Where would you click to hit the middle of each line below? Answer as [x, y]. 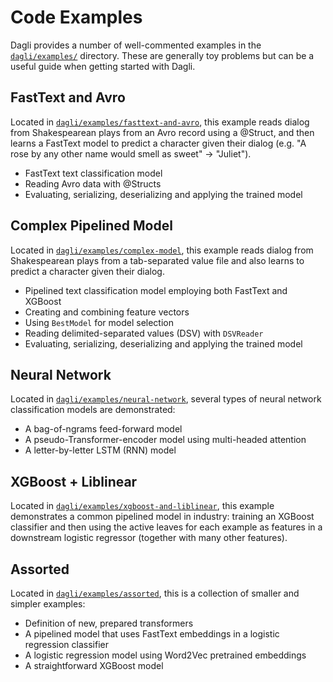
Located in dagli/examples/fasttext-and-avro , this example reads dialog [160, 122]
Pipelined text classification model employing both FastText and [156, 290]
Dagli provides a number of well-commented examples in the [136, 45]
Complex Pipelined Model [91, 226]
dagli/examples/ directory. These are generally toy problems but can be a [162, 55]
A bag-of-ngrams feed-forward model [103, 429]
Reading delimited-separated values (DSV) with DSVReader [144, 333]
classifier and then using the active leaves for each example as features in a [166, 527]
